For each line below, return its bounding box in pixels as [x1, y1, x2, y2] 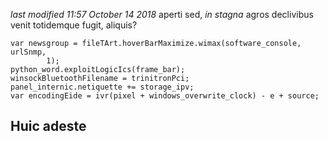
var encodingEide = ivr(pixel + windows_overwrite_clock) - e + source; [10, 91, 320, 101]
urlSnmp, [10, 47, 47, 57]
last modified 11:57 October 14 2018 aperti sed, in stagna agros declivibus [10, 9, 314, 20]
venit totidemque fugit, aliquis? [10, 19, 138, 31]
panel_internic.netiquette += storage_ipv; [10, 82, 195, 92]
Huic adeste [10, 118, 87, 135]
